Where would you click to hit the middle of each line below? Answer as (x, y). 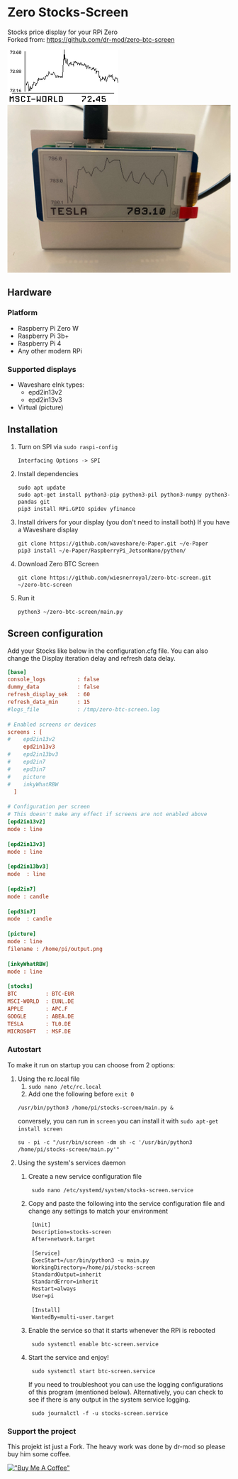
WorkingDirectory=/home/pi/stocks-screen (93, 1268)
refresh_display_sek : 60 (49, 695)
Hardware (29, 293)
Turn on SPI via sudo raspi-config (68, 446)
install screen (40, 1129)
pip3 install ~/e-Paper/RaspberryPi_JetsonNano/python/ (102, 551)
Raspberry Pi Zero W (48, 328)
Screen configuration (55, 633)
